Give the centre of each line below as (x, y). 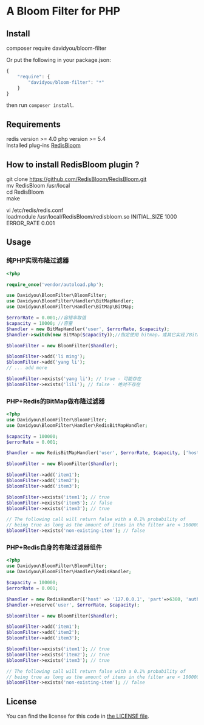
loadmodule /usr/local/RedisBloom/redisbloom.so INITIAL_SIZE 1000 (92, 216)
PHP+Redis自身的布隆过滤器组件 (54, 548)
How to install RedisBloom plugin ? (73, 164)
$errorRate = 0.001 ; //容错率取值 (46, 318)
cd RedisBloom (25, 192)
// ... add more (27, 368)
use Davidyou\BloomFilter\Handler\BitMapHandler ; (70, 301)
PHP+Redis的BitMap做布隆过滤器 (56, 401)
